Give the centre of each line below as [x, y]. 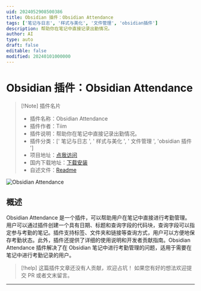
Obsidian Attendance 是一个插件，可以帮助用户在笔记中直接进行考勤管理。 [98, 218]
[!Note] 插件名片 [41, 106]
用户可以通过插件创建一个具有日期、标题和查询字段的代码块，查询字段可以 [98, 225]
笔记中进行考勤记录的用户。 [40, 255]
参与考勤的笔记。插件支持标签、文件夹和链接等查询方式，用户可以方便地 [100, 233]
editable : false [26, 51]
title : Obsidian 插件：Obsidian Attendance [60, 17]
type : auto [20, 40]
